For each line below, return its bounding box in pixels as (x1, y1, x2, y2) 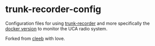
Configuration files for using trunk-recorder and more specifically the (5, 20, 150, 26)
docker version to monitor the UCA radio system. (5, 25, 108, 31)
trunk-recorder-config (5, 4, 102, 15)
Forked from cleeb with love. (5, 35, 65, 41)
